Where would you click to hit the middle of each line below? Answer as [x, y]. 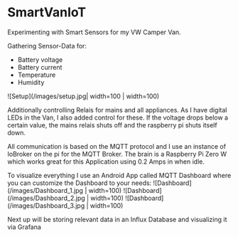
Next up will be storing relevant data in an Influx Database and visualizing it [117, 219]
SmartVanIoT [47, 12]
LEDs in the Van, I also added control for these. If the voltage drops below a [118, 117]
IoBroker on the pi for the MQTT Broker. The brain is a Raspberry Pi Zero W [117, 154]
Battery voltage [40, 59]
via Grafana [24, 227]
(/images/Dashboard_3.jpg [46, 205]
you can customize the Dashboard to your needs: [80, 183]
